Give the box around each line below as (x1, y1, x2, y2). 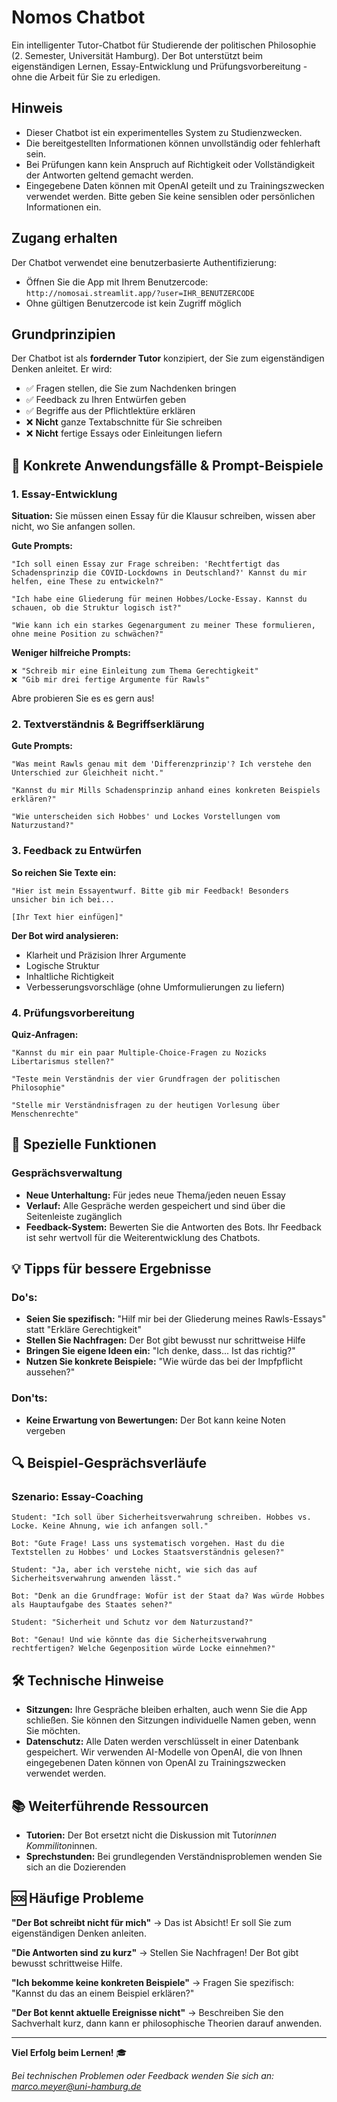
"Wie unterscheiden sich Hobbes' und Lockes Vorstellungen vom (11, 812, 281, 822)
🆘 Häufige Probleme (11, 1890, 144, 1907)
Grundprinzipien (11, 326, 116, 343)
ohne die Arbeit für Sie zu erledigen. (11, 71, 161, 83)
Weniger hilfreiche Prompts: (11, 647, 132, 659)
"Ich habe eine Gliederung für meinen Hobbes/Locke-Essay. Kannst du (11, 594, 308, 605)
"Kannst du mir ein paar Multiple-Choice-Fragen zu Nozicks (11, 1047, 268, 1058)
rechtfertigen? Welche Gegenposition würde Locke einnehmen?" (11, 1644, 276, 1654)
